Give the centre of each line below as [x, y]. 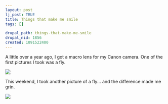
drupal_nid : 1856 [24, 38]
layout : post [19, 10]
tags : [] [14, 24]
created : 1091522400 [27, 43]
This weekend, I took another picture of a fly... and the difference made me [83, 81]
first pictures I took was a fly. [35, 62]
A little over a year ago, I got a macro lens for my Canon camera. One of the [84, 57]
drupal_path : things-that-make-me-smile [49, 33]
